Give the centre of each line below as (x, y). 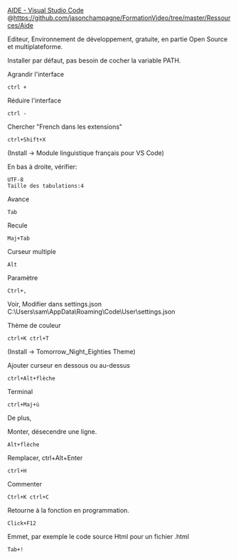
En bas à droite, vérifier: (42, 167)
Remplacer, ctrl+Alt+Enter (45, 458)
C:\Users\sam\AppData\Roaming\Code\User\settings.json (91, 312)
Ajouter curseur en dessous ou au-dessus (69, 365)
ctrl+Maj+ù (23, 405)
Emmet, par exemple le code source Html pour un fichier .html (98, 537)
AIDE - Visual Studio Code (45, 10)
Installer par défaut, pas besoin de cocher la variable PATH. (94, 60)
